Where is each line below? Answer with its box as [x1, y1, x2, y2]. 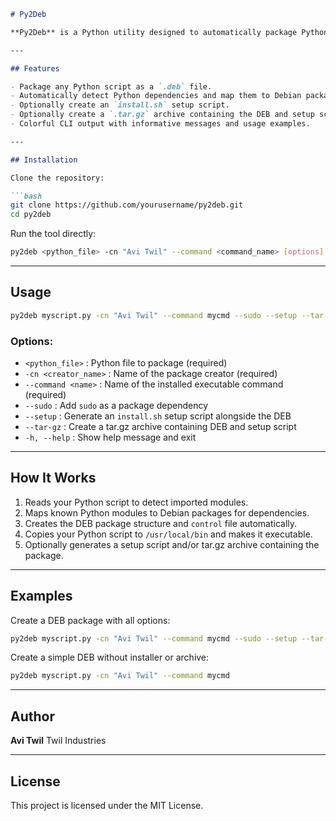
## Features [10, 63, 60, 74]
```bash [10, 191, 43, 201]
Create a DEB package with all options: [10, 614, 171, 626]
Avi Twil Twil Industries [10, 735, 107, 747]
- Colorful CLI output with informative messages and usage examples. [10, 119, 311, 129]
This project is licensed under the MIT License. [10, 799, 204, 811]
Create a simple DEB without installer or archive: [10, 651, 210, 664]
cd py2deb [10, 210, 52, 220]
